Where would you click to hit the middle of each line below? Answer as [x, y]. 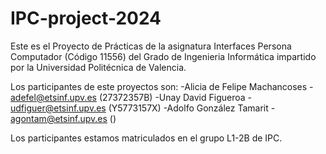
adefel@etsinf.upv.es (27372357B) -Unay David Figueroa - [131, 97]
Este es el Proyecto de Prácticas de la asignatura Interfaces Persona [151, 46]
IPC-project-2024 [86, 18]
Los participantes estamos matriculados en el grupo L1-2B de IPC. [146, 138]
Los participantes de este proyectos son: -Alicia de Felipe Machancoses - [162, 86]
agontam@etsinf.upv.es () [63, 118]
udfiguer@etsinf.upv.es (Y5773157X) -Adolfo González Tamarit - [143, 108]
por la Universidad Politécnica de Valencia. [98, 67]
